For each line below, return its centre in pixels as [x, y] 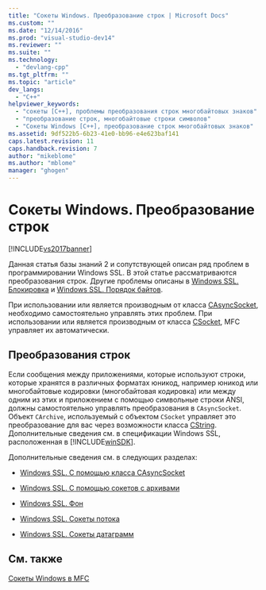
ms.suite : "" [30, 52]
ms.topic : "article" [42, 82]
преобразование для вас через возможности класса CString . [112, 425]
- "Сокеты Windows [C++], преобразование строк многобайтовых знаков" [135, 126]
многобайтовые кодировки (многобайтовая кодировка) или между [122, 391]
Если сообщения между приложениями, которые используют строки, [127, 374]
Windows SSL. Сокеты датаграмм [77, 534]
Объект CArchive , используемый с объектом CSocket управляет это [122, 416]
